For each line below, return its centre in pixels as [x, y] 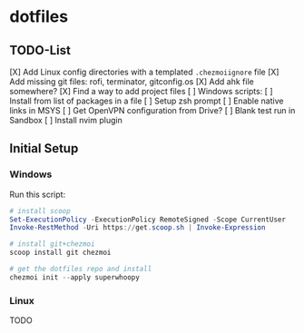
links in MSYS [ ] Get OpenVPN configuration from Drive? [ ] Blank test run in [152, 110]
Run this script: [38, 194]
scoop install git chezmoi [60, 253]
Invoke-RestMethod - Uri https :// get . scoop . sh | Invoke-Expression [137, 228]
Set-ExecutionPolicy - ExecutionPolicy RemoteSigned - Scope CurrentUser [147, 220]
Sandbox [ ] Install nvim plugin [66, 120]
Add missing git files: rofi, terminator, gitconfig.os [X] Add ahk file [132, 82]
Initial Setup [44, 148]
